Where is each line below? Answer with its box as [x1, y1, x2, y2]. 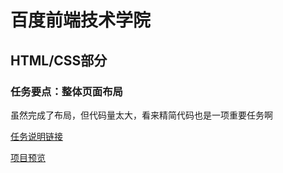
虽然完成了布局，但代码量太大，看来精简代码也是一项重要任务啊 [10, 109, 273, 121]
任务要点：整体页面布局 [10, 84, 123, 98]
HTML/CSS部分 [10, 52, 108, 69]
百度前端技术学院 [10, 9, 152, 32]
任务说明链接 [10, 130, 63, 142]
